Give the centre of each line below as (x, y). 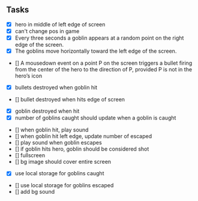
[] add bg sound (35, 192)
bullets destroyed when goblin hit (56, 88)
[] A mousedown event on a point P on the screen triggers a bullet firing (103, 63)
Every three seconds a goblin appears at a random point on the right (99, 38)
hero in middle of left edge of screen (60, 24)
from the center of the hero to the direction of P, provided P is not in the (103, 70)
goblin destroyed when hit (47, 111)
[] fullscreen (30, 155)
